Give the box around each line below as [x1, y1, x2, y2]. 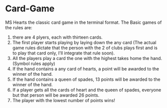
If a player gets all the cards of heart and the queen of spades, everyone [12, 87, 162, 93]
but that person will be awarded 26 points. [12, 92, 100, 98]
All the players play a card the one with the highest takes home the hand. [12, 55, 163, 61]
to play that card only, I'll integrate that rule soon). [12, 50, 115, 56]
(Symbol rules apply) [12, 60, 56, 66]
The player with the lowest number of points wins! [12, 97, 116, 103]
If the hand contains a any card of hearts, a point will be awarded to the [12, 65, 160, 72]
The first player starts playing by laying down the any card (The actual [12, 39, 157, 45]
